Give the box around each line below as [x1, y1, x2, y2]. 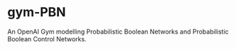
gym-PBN [7, 4, 66, 20]
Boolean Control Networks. [7, 34, 87, 43]
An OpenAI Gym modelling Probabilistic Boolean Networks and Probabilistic [7, 27, 229, 36]
